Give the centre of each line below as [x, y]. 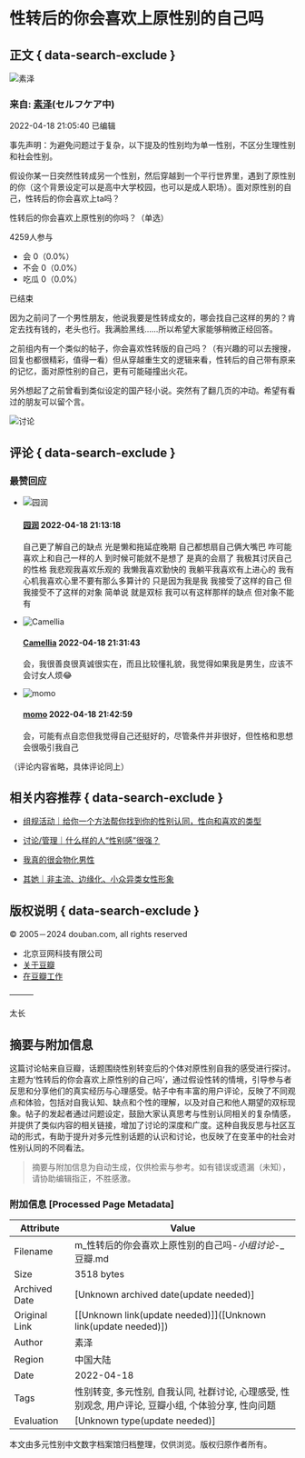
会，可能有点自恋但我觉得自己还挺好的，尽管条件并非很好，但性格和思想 [157, 735]
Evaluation [36, 1421]
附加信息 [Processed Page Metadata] [92, 1203]
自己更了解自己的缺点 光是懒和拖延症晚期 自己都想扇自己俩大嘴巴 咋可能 [157, 547]
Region [29, 1360]
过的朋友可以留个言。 [49, 402]
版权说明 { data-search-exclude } [104, 910]
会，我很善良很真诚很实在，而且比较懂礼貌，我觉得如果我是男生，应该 [154, 664]
